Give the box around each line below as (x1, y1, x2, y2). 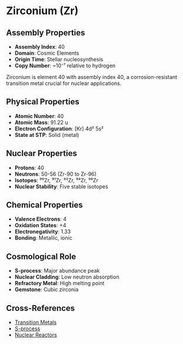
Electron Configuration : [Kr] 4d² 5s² (14, 125, 104, 132)
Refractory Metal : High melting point (14, 280, 105, 287)
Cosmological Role (6, 251, 76, 261)
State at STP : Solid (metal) (14, 131, 79, 138)
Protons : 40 (14, 164, 44, 171)
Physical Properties (6, 97, 79, 107)
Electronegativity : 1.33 (14, 228, 71, 235)
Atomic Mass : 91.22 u (14, 119, 69, 126)
